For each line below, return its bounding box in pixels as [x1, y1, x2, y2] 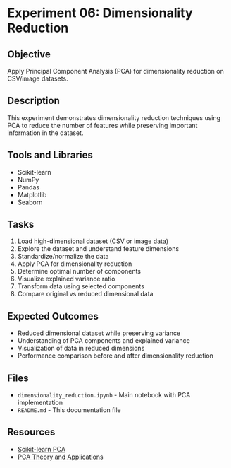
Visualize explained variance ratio [17, 274, 115, 283]
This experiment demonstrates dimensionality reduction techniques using [7, 113, 220, 122]
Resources [7, 426, 56, 438]
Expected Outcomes [7, 310, 99, 322]
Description [7, 95, 60, 107]
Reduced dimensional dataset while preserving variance [17, 329, 181, 337]
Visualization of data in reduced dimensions [17, 344, 145, 353]
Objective [7, 48, 51, 60]
